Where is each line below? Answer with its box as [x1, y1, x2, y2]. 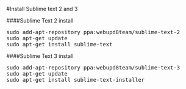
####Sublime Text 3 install [6, 52, 74, 60]
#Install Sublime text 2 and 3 [6, 5, 78, 12]
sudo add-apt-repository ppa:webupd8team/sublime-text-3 [6, 64, 181, 71]
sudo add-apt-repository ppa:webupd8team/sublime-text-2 [6, 29, 181, 35]
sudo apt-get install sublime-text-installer [6, 76, 145, 83]
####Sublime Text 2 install [6, 17, 74, 24]
